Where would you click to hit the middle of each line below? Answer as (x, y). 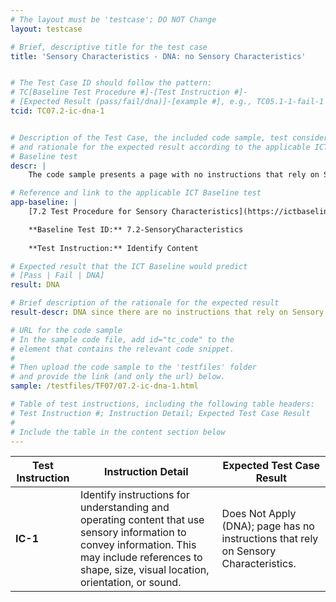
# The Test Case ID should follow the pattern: (111, 83)
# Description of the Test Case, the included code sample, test (149, 137)
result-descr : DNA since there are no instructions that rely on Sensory (167, 312)
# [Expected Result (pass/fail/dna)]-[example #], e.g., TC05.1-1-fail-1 (167, 102)
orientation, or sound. (130, 583)
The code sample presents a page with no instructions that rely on (174, 175)
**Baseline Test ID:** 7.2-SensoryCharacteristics (136, 229)
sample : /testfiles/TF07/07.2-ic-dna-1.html (104, 386)
